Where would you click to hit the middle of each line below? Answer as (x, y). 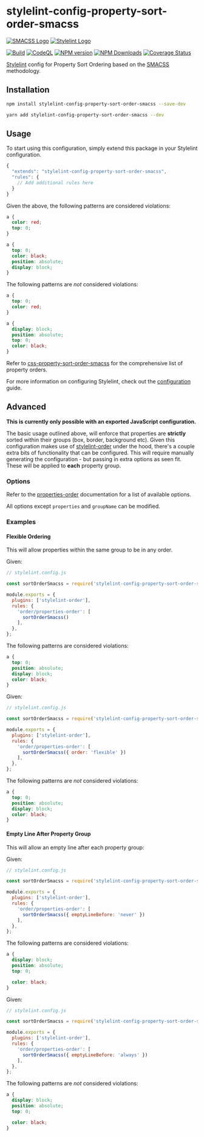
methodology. (24, 70)
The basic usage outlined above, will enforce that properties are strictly (96, 433)
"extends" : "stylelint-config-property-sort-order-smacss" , (89, 172)
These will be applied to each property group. (64, 465)
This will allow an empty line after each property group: (75, 847)
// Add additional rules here (56, 183)
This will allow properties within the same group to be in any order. (90, 550)
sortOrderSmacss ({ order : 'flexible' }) (74, 752)
